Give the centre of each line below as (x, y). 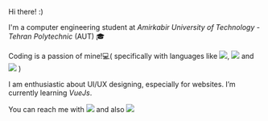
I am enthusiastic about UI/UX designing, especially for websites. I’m (122, 84)
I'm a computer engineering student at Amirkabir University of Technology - (134, 27)
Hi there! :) (26, 12)
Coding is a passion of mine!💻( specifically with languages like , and (131, 56)
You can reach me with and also (66, 109)
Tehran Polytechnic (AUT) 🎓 (57, 36)
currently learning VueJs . (50, 93)
